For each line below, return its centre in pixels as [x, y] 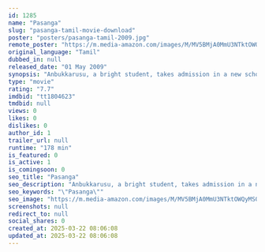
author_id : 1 [30, 133]
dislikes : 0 [28, 126]
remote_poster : [33, 45]
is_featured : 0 [33, 155]
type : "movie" [32, 81]
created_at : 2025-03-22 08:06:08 [63, 229]
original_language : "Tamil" [54, 52]
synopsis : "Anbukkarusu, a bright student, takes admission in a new [125, 74]
